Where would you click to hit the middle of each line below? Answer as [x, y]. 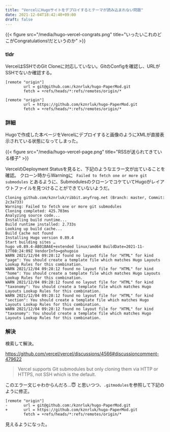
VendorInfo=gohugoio [57, 251]
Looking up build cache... [34, 229]
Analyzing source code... [33, 215]
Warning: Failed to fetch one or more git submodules [64, 207]
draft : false [19, 19]
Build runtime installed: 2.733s [41, 224]
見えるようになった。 [27, 424]
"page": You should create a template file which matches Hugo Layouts [83, 260]
